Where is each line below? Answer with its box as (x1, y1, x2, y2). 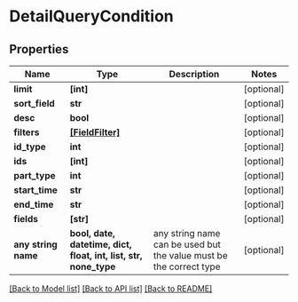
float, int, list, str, (69, 250, 144, 261)
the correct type (153, 260, 221, 273)
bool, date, (69, 227, 115, 239)
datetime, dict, (69, 238, 132, 250)
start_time (13, 184, 58, 196)
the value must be (153, 250, 228, 261)
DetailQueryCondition (9, 6, 175, 27)
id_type (13, 140, 46, 153)
